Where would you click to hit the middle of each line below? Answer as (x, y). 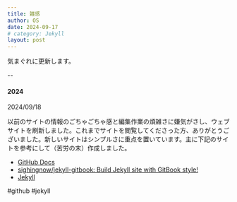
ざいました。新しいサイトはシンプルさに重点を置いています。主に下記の (112, 139)
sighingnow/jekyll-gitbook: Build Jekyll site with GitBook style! (108, 170)
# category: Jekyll (36, 34)
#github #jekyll (29, 191)
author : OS (23, 20)
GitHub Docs (36, 162)
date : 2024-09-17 (33, 27)
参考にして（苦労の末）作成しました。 (75, 148)
